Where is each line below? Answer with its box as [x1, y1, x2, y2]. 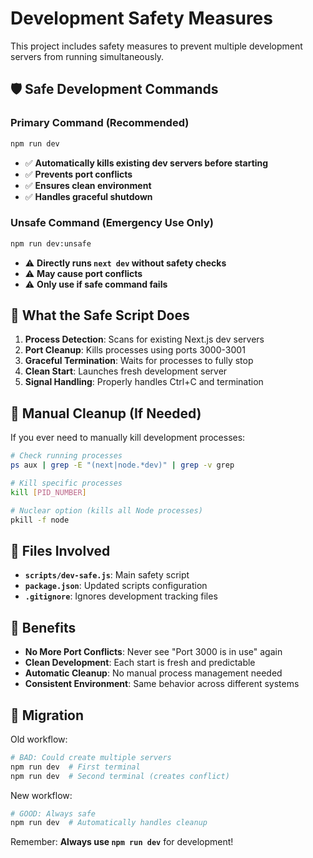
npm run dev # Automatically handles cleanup [10, 818, 208, 828]
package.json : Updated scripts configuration [24, 580, 208, 592]
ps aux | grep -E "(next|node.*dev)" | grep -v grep [10, 460, 235, 471]
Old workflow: [10, 733, 68, 745]
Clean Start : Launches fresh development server [24, 365, 228, 377]
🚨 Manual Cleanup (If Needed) [10, 405, 202, 422]
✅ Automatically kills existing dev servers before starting [24, 157, 269, 169]
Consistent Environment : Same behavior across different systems [24, 678, 300, 690]
